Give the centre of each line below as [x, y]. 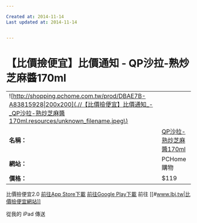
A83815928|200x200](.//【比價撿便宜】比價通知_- [81, 104]
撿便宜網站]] [26, 202]
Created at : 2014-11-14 [35, 16]
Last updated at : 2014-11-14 [42, 22]
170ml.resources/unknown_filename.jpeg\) [69, 121]
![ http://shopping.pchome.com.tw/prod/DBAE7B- [77, 96]
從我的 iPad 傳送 [26, 214]
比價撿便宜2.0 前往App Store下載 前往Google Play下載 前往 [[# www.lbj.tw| [96, 194]
